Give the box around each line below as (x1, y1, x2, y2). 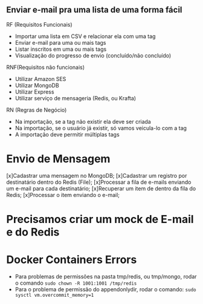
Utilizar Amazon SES (14, 75, 66, 82)
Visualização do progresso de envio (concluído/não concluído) (14, 51, 172, 59)
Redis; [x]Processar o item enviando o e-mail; (6, 191, 120, 198)
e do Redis (6, 225, 60, 239)
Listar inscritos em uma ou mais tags (14, 45, 107, 53)
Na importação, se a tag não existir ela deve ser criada (14, 118, 151, 125)
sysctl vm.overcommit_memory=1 (14, 292, 94, 298)
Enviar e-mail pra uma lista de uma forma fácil (6, 5, 182, 15)
